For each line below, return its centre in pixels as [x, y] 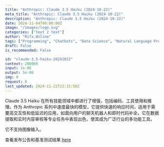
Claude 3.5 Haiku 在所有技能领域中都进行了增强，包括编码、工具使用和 [76, 101]
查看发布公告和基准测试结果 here [38, 140]
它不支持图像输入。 [24, 129]
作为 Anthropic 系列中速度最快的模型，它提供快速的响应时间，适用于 [82, 107]
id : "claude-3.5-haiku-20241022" [39, 59]
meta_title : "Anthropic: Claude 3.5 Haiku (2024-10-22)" [64, 14]
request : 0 [16, 82]
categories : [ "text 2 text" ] [35, 32]
